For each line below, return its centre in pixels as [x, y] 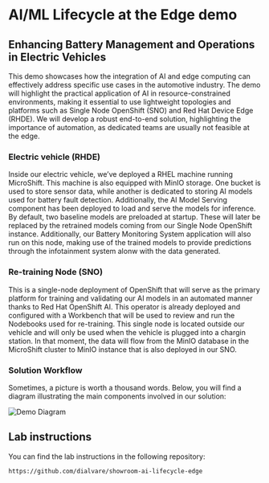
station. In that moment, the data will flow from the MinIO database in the [129, 341]
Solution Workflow [45, 370]
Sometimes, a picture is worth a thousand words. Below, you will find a [125, 387]
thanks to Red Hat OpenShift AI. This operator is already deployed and [124, 306]
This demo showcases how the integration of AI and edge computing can [130, 76]
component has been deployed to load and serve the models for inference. [132, 209]
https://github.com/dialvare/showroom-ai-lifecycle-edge [106, 471]
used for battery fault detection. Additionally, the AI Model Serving [118, 200]
